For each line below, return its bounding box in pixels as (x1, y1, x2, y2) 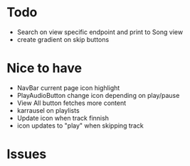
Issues (6, 146, 47, 162)
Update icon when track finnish (16, 114, 110, 122)
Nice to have (6, 60, 83, 77)
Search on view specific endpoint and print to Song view (16, 28, 183, 36)
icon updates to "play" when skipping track (16, 121, 144, 130)
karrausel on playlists (16, 106, 80, 114)
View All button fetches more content (16, 99, 127, 107)
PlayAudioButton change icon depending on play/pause (16, 91, 180, 99)
